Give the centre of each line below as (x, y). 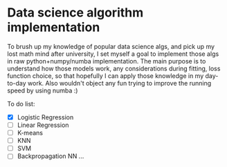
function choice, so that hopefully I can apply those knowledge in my (106, 76)
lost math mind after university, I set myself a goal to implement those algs (113, 54)
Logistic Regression (45, 117)
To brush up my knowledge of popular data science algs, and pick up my (111, 46)
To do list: (21, 104)
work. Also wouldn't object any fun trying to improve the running (119, 83)
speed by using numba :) (43, 90)
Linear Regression (43, 125)
